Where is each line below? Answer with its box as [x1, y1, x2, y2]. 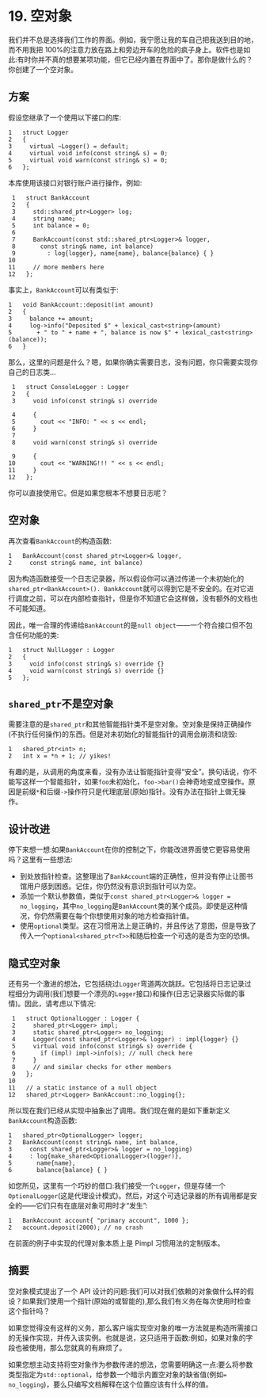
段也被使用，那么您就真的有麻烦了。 [8, 1342, 127, 1352]
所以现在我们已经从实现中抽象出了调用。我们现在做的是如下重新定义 [8, 1106, 230, 1115]
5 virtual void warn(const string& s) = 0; [8, 156, 169, 164]
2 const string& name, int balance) [8, 559, 144, 567]
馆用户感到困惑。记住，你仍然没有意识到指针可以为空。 [19, 881, 200, 891]
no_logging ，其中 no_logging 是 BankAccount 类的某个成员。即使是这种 [19, 901, 241, 911]
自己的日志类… [8, 367, 57, 376]
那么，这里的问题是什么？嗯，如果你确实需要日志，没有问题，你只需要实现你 [8, 357, 258, 367]
